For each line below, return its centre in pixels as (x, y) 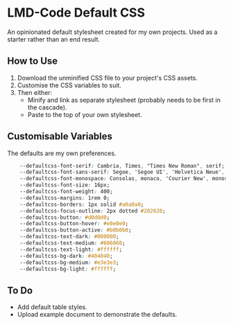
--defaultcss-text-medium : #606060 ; (73, 243)
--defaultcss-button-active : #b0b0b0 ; (76, 230)
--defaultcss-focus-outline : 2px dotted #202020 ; (93, 211)
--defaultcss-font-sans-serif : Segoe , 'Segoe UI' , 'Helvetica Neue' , (122, 172)
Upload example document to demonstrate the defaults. (97, 315)
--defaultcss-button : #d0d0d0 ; (65, 217)
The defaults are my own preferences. (62, 153)
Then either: (35, 92)
